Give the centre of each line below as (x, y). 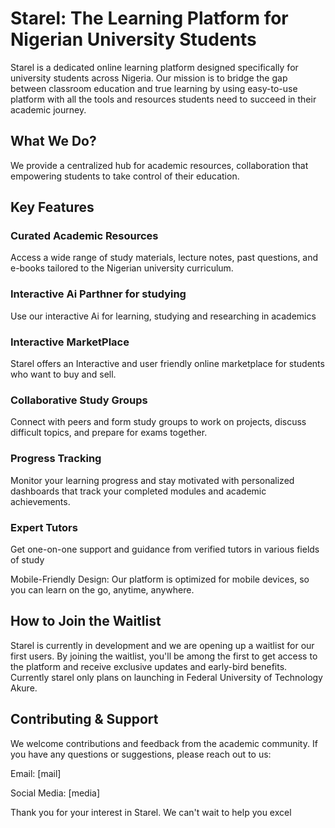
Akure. (24, 688)
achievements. (40, 501)
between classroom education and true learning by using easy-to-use (154, 88)
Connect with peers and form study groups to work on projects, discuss (158, 422)
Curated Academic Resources (84, 236)
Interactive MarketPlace (70, 342)
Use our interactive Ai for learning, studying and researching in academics (163, 316)
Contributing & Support (84, 719)
